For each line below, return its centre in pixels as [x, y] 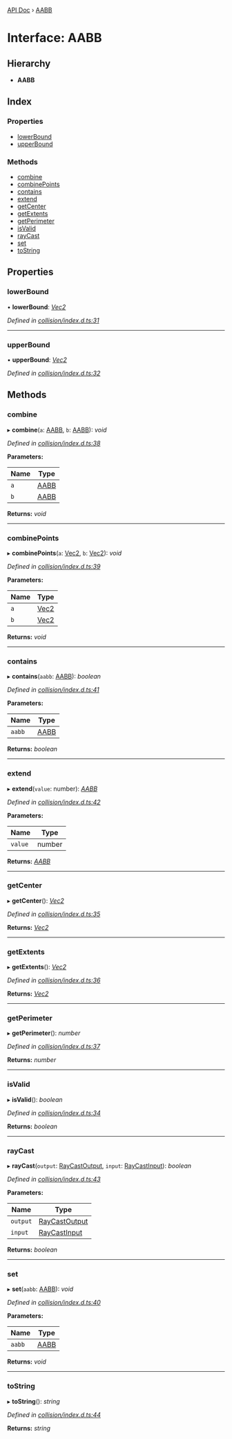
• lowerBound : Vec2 [37, 306]
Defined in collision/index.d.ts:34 [54, 1112]
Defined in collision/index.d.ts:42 [54, 802]
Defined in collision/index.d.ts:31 [53, 320]
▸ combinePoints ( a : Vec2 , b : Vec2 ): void [65, 553]
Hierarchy [29, 63]
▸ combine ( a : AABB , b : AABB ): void [57, 430]
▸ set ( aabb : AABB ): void [40, 1289]
